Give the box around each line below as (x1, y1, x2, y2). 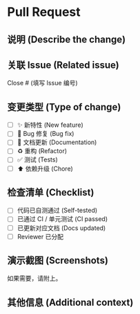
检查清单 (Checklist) (7, 186, 94, 198)
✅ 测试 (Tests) (17, 155, 59, 164)
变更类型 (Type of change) (7, 101, 121, 113)
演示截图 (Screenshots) (7, 254, 109, 267)
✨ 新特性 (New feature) (17, 121, 84, 129)
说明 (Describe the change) (7, 33, 126, 45)
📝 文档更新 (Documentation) (17, 138, 97, 146)
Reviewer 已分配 (17, 232, 64, 241)
